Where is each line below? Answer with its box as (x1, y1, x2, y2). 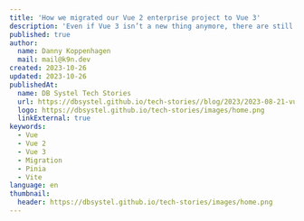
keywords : (9, 123, 47, 132)
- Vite (17, 172, 43, 181)
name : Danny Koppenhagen (17, 47, 111, 56)
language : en (9, 181, 59, 190)
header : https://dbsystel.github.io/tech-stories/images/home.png (17, 198, 273, 207)
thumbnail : (9, 189, 51, 198)
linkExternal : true (17, 114, 91, 123)
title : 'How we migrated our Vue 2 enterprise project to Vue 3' (9, 13, 261, 23)
